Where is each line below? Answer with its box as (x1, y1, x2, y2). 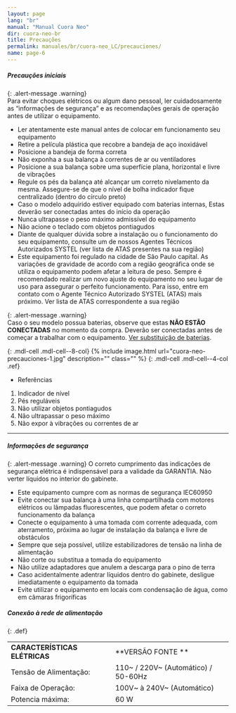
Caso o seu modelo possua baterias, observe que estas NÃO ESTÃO (7, 318, 206, 327)
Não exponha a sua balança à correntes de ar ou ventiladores (17, 155, 196, 163)
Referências (17, 375, 53, 384)
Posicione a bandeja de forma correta (17, 147, 127, 156)
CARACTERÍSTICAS (11, 642, 78, 652)
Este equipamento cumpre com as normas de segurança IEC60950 (17, 488, 213, 496)
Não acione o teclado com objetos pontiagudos (17, 222, 155, 231)
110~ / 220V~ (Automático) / (114, 662, 213, 672)
